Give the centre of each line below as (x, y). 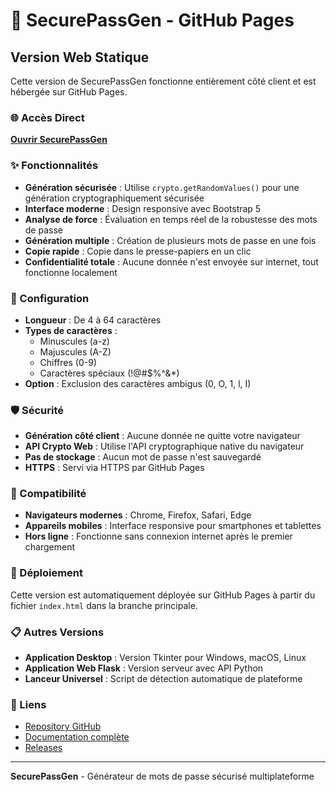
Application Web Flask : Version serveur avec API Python (144, 668)
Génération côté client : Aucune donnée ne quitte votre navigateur (162, 436)
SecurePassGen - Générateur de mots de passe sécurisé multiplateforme (162, 776)
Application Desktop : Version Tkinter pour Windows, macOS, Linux (165, 658)
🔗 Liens (28, 704)
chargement (49, 547)
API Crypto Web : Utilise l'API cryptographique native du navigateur (164, 446)
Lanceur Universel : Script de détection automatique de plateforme (163, 679)
